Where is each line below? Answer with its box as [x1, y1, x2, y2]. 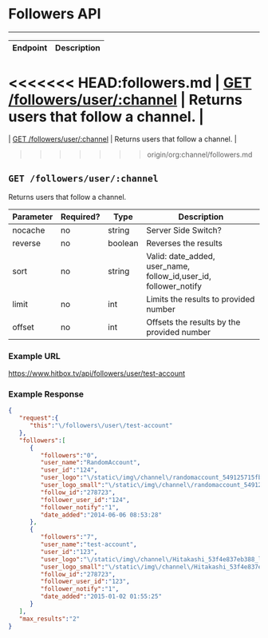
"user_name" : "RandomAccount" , [40, 459, 141, 467]
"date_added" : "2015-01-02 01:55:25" [40, 592, 162, 600]
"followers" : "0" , [40, 451, 98, 460]
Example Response [8, 389, 85, 400]
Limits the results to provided [146, 293, 255, 305]
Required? [60, 211, 100, 222]
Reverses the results [146, 237, 223, 249]
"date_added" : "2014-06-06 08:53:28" [40, 511, 162, 519]
